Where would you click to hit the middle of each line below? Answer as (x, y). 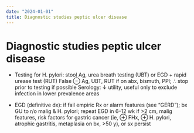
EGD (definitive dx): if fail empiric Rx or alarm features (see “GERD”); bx (101, 105)
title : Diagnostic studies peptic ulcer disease (67, 17)
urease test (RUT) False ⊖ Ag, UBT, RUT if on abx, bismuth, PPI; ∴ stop (101, 81)
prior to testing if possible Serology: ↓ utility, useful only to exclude (96, 87)
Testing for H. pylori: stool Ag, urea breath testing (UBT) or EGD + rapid (100, 75)
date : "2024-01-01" (30, 11)
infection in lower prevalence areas (57, 94)
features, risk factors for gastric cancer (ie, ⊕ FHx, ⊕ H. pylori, (93, 118)
